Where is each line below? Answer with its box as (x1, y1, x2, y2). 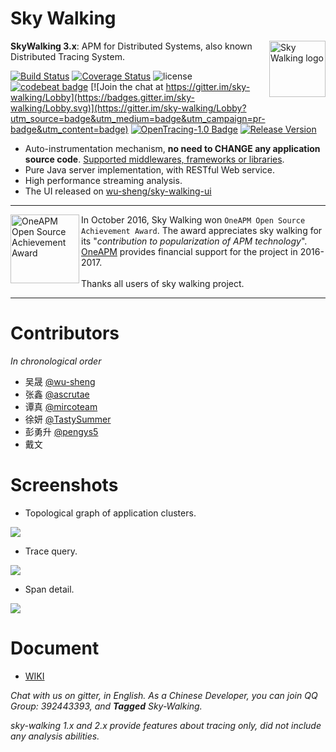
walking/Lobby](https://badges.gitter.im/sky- (10, 91, 195, 103)
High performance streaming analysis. (24, 174, 183, 186)
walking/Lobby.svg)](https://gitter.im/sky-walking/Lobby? (10, 102, 247, 114)
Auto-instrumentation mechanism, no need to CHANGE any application (24, 142, 321, 154)
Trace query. (24, 545, 78, 557)
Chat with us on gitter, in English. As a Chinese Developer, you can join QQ (10, 689, 318, 701)
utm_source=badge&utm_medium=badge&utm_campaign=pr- (10, 112, 266, 124)
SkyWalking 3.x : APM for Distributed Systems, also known (10, 40, 253, 52)
